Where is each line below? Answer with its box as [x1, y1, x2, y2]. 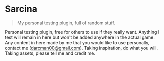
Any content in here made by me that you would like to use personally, [5, 39, 150, 45]
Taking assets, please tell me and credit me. [5, 50, 96, 56]
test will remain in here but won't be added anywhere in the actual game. [5, 34, 155, 40]
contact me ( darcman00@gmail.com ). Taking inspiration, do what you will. [5, 45, 158, 51]
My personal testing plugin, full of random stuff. [17, 20, 116, 26]
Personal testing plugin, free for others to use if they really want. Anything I [5, 29, 160, 35]
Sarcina [5, 3, 38, 15]
